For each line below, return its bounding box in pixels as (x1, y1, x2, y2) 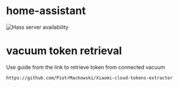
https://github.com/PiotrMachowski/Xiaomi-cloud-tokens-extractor (6, 75, 173, 81)
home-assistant (6, 4, 86, 18)
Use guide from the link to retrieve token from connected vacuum (6, 63, 165, 71)
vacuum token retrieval (6, 44, 122, 58)
